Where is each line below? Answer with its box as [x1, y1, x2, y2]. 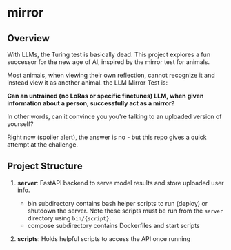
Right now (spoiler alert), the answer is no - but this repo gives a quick [7, 133, 207, 141]
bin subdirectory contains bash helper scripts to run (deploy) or [27, 199, 208, 207]
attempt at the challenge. [7, 140, 78, 149]
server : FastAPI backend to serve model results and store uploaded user [17, 178, 224, 187]
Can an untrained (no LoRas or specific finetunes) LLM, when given [7, 92, 204, 100]
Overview [7, 32, 50, 44]
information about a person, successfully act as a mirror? [7, 99, 175, 107]
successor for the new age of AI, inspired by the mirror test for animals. [7, 58, 210, 66]
